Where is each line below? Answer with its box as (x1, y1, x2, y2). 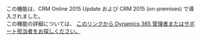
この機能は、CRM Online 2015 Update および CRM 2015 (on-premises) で (6, 5, 189, 12)
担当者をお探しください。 (16, 27, 81, 35)
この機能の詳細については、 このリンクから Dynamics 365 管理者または (6, 20, 185, 27)
